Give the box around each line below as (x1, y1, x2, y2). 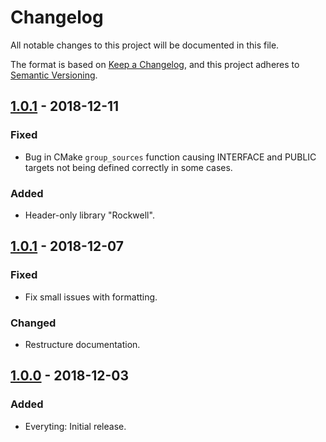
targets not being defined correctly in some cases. (24, 161, 233, 173)
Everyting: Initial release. (24, 420, 127, 432)
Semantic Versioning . (10, 69, 98, 81)
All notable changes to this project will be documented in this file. (10, 39, 280, 51)
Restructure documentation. (24, 338, 141, 350)
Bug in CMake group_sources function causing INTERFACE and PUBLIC (24, 151, 317, 163)
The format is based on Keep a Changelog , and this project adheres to (10, 58, 300, 70)
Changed (10, 316, 57, 330)
